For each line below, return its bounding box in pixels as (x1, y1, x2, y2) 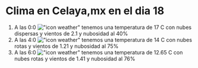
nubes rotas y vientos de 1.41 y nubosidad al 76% (14, 55, 136, 62)
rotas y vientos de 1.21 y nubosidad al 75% (14, 43, 119, 50)
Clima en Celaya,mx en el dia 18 (5, 4, 165, 18)
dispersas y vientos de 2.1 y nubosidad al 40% (14, 30, 128, 37)
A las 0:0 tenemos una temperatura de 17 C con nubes (14, 24, 191, 31)
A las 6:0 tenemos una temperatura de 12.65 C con (14, 48, 183, 56)
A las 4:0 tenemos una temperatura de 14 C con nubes (14, 36, 193, 43)
